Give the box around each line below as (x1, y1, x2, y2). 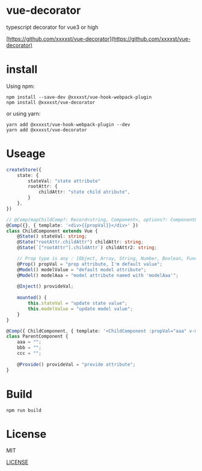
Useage (6, 147, 46, 161)
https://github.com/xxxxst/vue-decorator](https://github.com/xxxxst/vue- (8, 35, 191, 42)
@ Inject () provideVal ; (17, 283, 74, 289)
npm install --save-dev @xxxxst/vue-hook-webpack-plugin (6, 94, 152, 100)
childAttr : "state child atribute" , (38, 189, 130, 195)
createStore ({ (6, 167, 42, 173)
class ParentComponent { (6, 333, 69, 340)
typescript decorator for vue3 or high (6, 23, 99, 31)
